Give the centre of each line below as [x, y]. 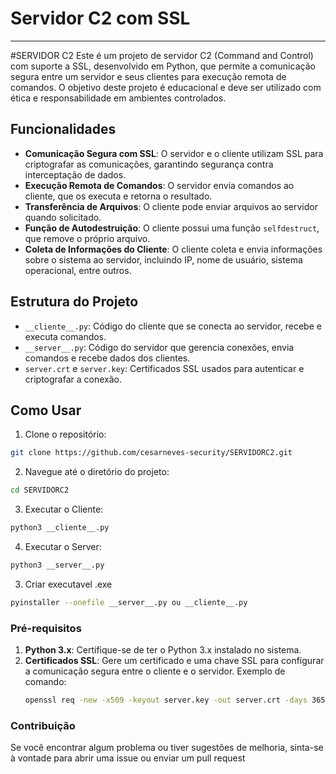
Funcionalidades [63, 129]
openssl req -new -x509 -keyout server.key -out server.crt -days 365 [175, 700]
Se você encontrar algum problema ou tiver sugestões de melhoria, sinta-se [167, 748]
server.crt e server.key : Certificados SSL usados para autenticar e [164, 368]
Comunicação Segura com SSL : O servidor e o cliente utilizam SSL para [174, 153]
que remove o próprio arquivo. [87, 238]
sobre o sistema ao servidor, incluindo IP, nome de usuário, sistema [163, 259]
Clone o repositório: [65, 434]
